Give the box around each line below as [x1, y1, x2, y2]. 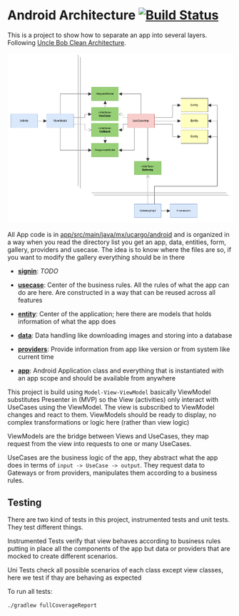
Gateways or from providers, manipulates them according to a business [7, 468, 218, 477]
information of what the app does [17, 317, 116, 325]
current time [17, 352, 54, 360]
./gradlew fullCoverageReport [7, 602, 98, 610]
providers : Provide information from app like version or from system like [17, 345, 230, 353]
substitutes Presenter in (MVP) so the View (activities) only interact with [7, 395, 219, 403]
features [17, 296, 43, 304]
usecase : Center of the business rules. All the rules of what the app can [17, 281, 230, 289]
